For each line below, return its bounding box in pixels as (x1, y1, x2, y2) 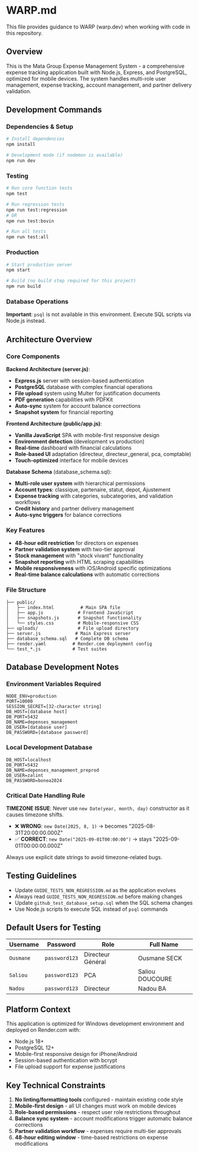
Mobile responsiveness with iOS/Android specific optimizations (14, 564, 172, 572)
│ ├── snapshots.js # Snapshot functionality (6, 615, 142, 621)
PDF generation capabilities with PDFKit (14, 396, 113, 403)
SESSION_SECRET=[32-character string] (6, 704, 102, 710)
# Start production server (6, 261, 73, 267)
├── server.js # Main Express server (6, 630, 131, 636)
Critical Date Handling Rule (6, 791, 85, 799)
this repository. (6, 29, 43, 36)
